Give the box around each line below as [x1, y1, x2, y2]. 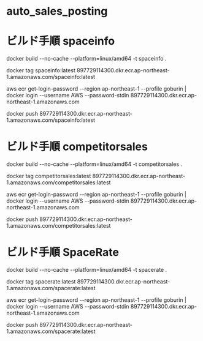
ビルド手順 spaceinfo [6, 34, 115, 48]
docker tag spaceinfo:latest [6, 67, 75, 74]
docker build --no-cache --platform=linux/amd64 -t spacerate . [6, 266, 167, 273]
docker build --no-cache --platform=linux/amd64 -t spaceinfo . [6, 55, 167, 62]
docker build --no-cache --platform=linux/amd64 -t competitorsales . [6, 160, 183, 168]
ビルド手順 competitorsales [6, 140, 148, 154]
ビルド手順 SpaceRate [6, 245, 120, 260]
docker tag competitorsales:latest [6, 173, 91, 180]
